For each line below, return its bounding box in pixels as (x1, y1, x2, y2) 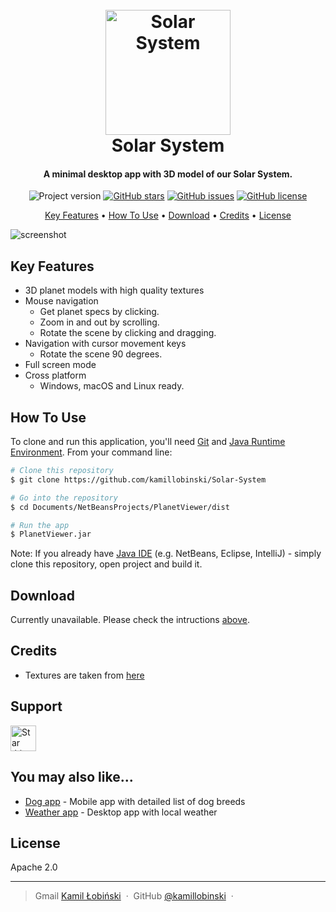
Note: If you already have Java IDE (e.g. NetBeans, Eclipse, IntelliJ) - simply (10, 548, 322, 560)
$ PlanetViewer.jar (10, 529, 92, 540)
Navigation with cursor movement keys (24, 338, 187, 350)
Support (10, 698, 63, 715)
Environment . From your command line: (10, 446, 173, 458)
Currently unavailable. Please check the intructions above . (10, 614, 251, 626)
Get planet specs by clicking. (39, 306, 160, 318)
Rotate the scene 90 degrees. (39, 348, 163, 360)
